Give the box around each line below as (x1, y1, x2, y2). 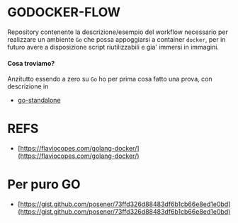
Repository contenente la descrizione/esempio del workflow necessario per (7, 28, 229, 36)
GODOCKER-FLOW (7, 4, 121, 21)
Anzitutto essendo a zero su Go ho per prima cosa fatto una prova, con (7, 75, 212, 84)
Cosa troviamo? (7, 59, 55, 67)
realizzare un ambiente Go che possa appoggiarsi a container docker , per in (7, 35, 226, 43)
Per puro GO (7, 176, 81, 193)
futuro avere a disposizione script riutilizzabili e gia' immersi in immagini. (7, 42, 220, 51)
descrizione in (7, 82, 49, 91)
